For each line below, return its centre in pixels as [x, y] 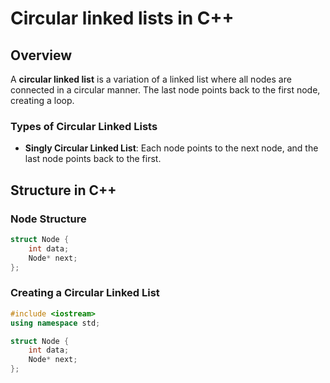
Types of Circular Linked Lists [84, 126]
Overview [41, 55]
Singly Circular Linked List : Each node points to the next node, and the [171, 148]
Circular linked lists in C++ [122, 18]
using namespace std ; [55, 323]
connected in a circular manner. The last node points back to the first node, [165, 90]
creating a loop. [42, 100]
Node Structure [48, 219]
